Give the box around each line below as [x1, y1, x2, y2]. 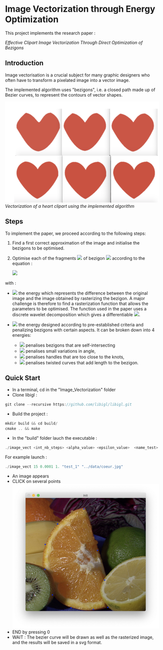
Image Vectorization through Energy [5, 3, 155, 15]
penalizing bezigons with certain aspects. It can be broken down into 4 [12, 327, 155, 333]
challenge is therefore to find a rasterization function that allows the [12, 300, 149, 306]
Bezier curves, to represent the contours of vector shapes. [5, 92, 123, 98]
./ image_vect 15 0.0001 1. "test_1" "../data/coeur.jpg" [5, 464, 123, 469]
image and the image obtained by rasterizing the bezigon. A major [12, 295, 145, 301]
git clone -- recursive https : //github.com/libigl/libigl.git [5, 402, 132, 407]
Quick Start [5, 374, 41, 382]
